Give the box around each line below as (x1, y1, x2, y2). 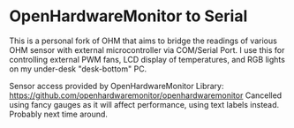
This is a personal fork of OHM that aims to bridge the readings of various (9, 35, 278, 46)
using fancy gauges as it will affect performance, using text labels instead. (9, 99, 280, 109)
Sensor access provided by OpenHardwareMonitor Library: (9, 80, 224, 91)
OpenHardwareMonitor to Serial (9, 6, 248, 26)
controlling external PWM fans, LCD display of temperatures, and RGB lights (9, 54, 285, 64)
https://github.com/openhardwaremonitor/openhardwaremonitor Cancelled (9, 90, 283, 101)
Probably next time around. (9, 109, 109, 119)
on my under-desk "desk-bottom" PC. (9, 64, 147, 74)
